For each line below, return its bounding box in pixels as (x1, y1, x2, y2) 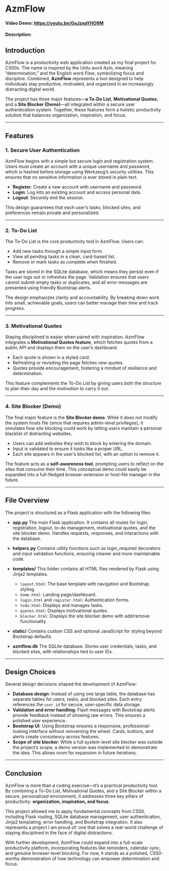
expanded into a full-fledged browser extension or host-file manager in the (5, 471, 160, 477)
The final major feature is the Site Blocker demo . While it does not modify (5, 414, 158, 420)
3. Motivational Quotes (5, 323, 62, 330)
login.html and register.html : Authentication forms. (20, 597, 130, 603)
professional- (123, 723, 151, 729)
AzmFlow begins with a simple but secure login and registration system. (5, 158, 154, 164)
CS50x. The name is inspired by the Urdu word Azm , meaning (5, 65, 133, 71)
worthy (5, 855, 20, 862)
